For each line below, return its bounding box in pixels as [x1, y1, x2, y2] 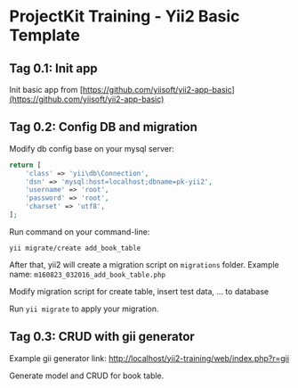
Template [9, 25, 80, 45]
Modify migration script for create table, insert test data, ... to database [9, 285, 270, 296]
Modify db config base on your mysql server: [9, 143, 175, 153]
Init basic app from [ [9, 85, 84, 95]
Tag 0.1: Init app [9, 61, 98, 76]
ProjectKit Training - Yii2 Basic [9, 6, 240, 27]
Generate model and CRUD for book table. [9, 370, 165, 381]
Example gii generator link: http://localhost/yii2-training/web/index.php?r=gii [9, 352, 290, 363]
